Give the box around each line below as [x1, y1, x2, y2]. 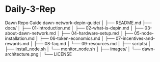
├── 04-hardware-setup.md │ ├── [60, 30, 133, 36]
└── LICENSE [43, 51, 72, 57]
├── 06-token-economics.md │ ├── [39, 35, 115, 41]
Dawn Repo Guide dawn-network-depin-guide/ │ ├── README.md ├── [5, 20, 152, 26]
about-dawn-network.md [5, 30, 56, 36]
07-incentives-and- [115, 35, 156, 41]
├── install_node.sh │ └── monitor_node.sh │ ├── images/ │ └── [5, 46, 141, 52]
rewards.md [5, 40, 29, 46]
